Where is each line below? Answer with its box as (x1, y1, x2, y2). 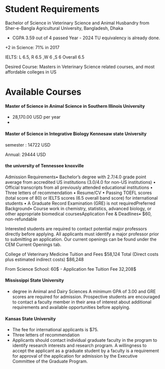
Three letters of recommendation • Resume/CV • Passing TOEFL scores (5, 190, 152, 196)
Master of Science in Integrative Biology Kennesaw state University (5, 131, 147, 137)
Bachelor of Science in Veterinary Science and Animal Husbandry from (5, 20, 150, 26)
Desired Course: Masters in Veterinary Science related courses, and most (5, 64, 155, 70)
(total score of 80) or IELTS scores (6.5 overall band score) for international (5, 195, 158, 201)
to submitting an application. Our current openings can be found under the (5, 236, 157, 242)
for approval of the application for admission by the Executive (12, 353, 138, 359)
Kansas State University (5, 315, 56, 321)
